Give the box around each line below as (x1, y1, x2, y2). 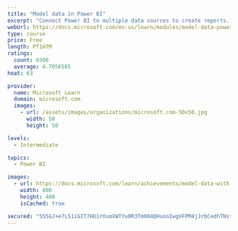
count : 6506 (13, 57, 50, 64)
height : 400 (20, 193, 55, 201)
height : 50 (25, 122, 59, 129)
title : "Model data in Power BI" (7, 10, 106, 18)
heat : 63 (7, 69, 33, 77)
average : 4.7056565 (13, 63, 72, 70)
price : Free (7, 37, 42, 44)
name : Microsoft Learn (13, 89, 81, 96)
